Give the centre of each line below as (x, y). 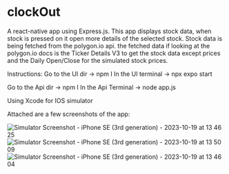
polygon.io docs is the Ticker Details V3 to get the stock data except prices (114, 53)
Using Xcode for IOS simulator (50, 100)
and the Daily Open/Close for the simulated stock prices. (88, 60)
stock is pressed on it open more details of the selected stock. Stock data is (115, 38)
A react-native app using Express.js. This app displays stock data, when (109, 31)
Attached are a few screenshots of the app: (69, 114)
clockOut (34, 12)
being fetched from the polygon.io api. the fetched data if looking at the (109, 46)
